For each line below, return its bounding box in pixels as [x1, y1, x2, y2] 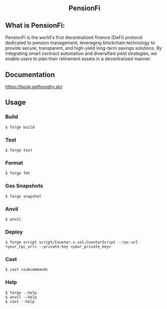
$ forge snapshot [5, 193, 42, 199]
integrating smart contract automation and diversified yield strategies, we [5, 50, 157, 57]
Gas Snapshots [5, 182, 43, 189]
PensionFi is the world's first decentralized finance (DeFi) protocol [5, 35, 142, 41]
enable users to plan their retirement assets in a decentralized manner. [5, 56, 151, 62]
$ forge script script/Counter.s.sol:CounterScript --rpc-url [5, 240, 138, 245]
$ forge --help [5, 290, 37, 295]
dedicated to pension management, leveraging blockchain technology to [5, 40, 155, 46]
